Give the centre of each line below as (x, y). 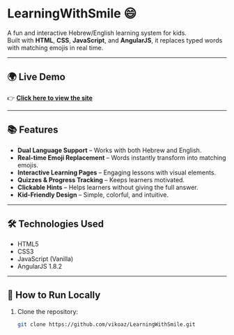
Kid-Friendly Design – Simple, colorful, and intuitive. (93, 195)
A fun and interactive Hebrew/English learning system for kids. (97, 33)
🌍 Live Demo (37, 77)
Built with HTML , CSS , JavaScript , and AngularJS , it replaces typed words (115, 40)
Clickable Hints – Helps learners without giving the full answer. (108, 187)
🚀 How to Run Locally (54, 295)
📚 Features (33, 130)
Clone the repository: (48, 312)
